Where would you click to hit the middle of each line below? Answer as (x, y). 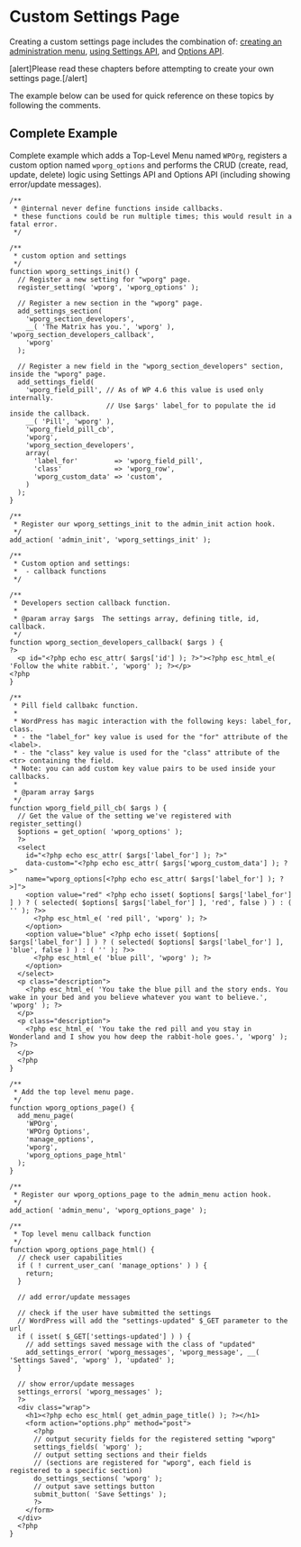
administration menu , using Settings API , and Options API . (117, 50)
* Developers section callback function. (92, 603)
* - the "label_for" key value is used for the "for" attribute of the (150, 737)
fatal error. (34, 224)
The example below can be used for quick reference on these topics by (142, 96)
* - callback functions (59, 571)
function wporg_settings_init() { (74, 271)
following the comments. (55, 105)
